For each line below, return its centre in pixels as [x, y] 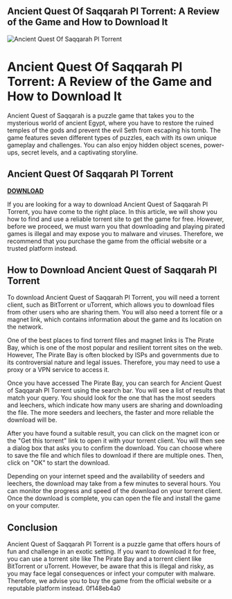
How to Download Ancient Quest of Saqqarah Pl [112, 270]
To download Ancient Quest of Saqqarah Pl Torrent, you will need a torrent [114, 298]
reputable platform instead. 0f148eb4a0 [64, 589]
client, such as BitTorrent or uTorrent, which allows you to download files [111, 305]
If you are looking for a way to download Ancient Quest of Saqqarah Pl [108, 204]
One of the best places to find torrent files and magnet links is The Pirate [111, 340]
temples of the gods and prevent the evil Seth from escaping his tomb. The [114, 130]
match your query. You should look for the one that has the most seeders [111, 398]
